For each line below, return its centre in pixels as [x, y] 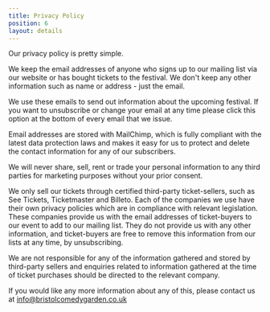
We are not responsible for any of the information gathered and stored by [129, 258]
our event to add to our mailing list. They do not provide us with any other [130, 225]
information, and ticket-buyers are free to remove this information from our [132, 234]
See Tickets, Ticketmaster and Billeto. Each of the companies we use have [131, 200]
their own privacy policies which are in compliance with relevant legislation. [133, 208]
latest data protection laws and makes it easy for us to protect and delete [129, 143]
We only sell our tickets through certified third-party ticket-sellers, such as [132, 191]
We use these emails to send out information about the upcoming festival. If [133, 102]
